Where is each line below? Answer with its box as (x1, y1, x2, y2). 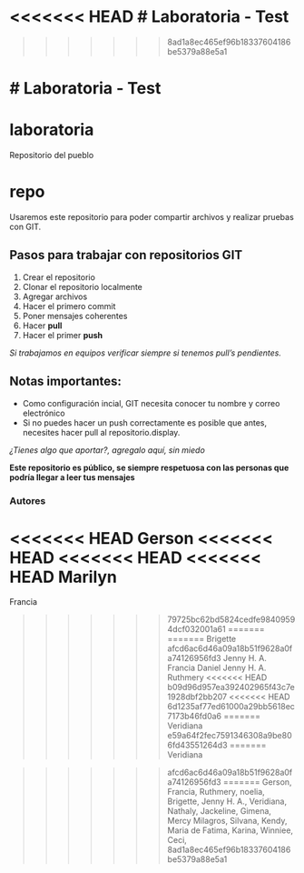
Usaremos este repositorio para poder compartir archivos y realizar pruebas (9, 212, 295, 222)
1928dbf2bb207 (167, 691, 228, 702)
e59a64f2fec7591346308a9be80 (167, 730, 292, 741)
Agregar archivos (22, 291, 88, 302)
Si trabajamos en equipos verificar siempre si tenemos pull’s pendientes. (9, 347, 282, 358)
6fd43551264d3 (167, 739, 229, 751)
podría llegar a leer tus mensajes (9, 471, 135, 483)
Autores (9, 494, 46, 507)
